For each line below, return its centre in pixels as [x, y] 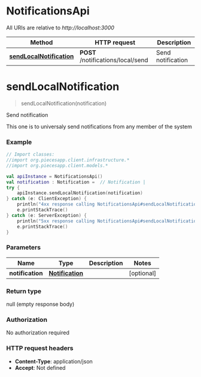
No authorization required [38, 333]
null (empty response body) [40, 304]
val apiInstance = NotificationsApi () [54, 176]
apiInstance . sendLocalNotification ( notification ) [80, 193]
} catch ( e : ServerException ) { [46, 215]
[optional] [142, 273]
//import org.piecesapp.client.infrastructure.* [68, 160]
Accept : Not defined [40, 367]
